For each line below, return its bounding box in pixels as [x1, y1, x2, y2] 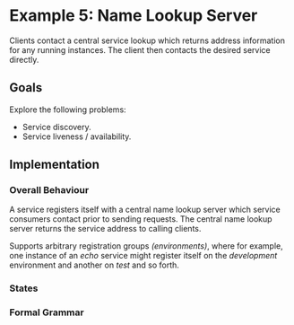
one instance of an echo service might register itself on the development [9, 250, 278, 261]
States [9, 282, 39, 294]
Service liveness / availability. [22, 131, 132, 142]
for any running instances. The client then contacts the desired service [9, 44, 271, 55]
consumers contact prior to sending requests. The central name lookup [9, 214, 272, 224]
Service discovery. [22, 121, 91, 132]
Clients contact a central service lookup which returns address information [9, 35, 285, 46]
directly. [9, 54, 39, 65]
